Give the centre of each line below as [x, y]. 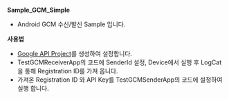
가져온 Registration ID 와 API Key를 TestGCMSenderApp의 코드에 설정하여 [120, 80]
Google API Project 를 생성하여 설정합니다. [75, 54]
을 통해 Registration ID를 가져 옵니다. [67, 71]
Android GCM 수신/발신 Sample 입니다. [71, 24]
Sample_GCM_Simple [39, 10]
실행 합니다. [33, 88]
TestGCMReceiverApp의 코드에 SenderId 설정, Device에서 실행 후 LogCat [119, 62]
